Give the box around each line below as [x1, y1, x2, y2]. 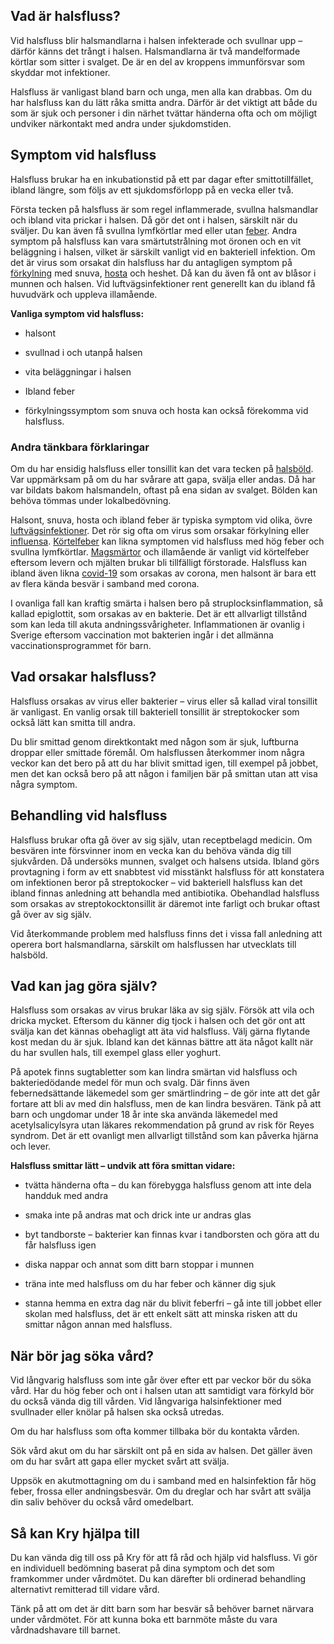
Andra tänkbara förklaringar [10, 440, 150, 454]
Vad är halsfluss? [10, 8, 121, 25]
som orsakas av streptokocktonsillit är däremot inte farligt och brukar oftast [10, 897, 321, 909]
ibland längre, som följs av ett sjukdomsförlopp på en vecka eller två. [10, 184, 294, 196]
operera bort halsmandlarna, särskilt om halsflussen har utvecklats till [10, 938, 297, 950]
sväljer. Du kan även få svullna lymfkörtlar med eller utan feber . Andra [10, 224, 298, 236]
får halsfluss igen [24, 1239, 97, 1251]
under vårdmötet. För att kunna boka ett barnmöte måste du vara [10, 1613, 278, 1625]
